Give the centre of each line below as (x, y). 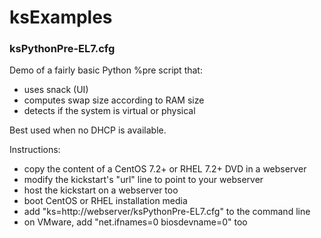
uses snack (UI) (56, 90)
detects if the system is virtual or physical (109, 111)
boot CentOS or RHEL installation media (105, 201)
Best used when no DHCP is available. (88, 130)
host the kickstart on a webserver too (101, 190)
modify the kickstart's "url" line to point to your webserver (143, 180)
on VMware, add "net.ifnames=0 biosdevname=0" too (135, 222)
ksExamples (61, 17)
